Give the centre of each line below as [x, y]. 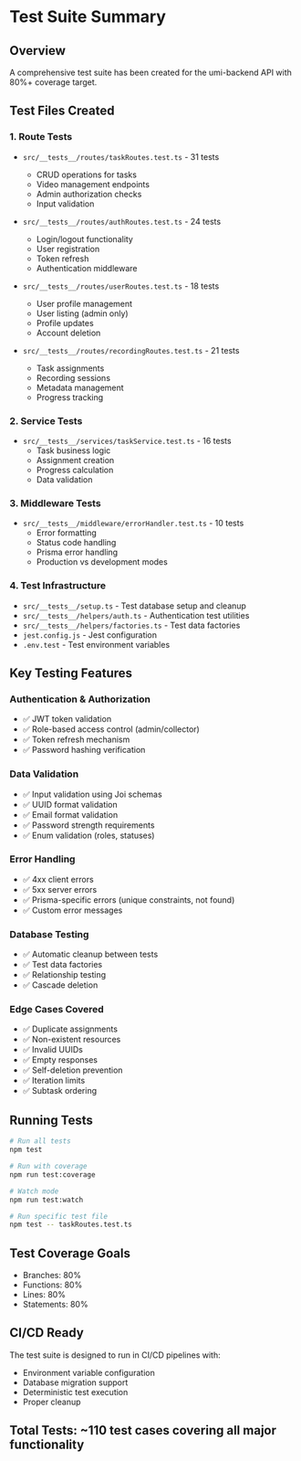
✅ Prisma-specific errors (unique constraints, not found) [129, 900]
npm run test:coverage [52, 1175]
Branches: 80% [52, 1276]
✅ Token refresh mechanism [76, 740]
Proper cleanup [52, 1402]
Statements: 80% [55, 1305]
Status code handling [76, 543]
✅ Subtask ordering [60, 1091]
